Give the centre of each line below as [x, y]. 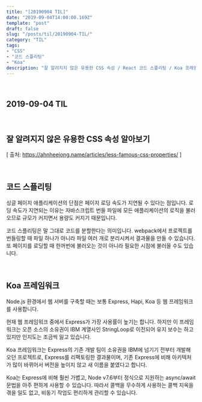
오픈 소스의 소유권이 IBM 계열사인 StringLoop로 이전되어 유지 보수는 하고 [108, 329]
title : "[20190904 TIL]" [37, 12]
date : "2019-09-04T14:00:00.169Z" [50, 17]
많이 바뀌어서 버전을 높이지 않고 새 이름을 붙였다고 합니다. [80, 365]
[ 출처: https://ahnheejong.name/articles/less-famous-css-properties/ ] [94, 155]
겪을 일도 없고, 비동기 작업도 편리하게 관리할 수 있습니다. [72, 392]
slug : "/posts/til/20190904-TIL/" [50, 34]
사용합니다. [26, 309]
